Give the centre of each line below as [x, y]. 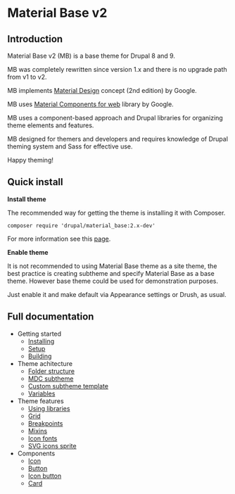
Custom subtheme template [68, 386]
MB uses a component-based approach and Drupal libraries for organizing [115, 118]
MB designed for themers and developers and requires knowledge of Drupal [118, 139]
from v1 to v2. [27, 77]
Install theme [27, 199]
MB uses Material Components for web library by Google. [90, 104]
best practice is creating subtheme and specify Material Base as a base [111, 273]
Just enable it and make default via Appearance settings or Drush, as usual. [117, 294]
